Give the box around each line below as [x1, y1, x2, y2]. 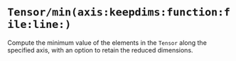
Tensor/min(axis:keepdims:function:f [7, 6, 231, 19]
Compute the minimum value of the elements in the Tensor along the [7, 38, 208, 47]
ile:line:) [7, 18, 72, 32]
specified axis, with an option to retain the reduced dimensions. [7, 46, 193, 54]
